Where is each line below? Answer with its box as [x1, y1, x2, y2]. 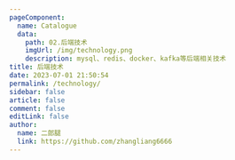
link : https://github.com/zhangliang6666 [17, 137, 173, 146]
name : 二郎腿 [17, 129, 61, 138]
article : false [9, 95, 66, 105]
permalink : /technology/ [9, 79, 101, 88]
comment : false [9, 104, 66, 113]
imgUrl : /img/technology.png [25, 46, 133, 55]
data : [17, 29, 38, 38]
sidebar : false [9, 87, 66, 96]
